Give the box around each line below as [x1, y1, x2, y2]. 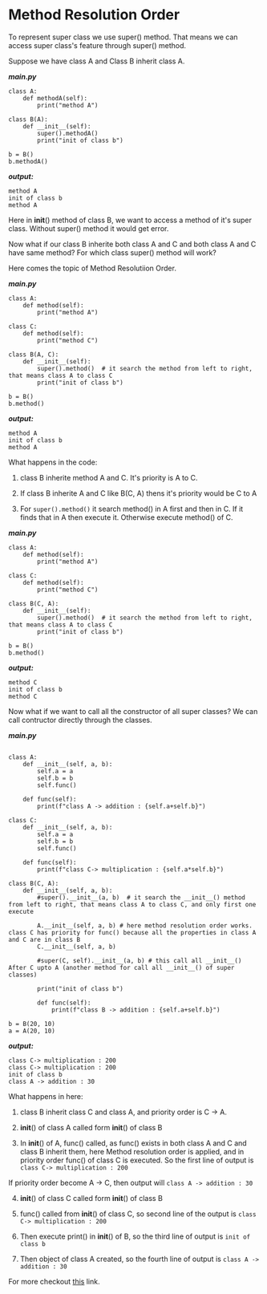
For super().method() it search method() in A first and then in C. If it [19, 504, 244, 513]
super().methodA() [37, 129, 99, 137]
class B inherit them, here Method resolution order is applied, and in [19, 1146, 245, 1156]
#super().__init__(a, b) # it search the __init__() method [37, 893, 246, 902]
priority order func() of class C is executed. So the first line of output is [19, 1155, 254, 1165]
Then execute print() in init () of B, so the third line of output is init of [19, 1231, 251, 1241]
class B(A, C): [8, 351, 59, 359]
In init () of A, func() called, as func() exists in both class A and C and [19, 1138, 247, 1148]
